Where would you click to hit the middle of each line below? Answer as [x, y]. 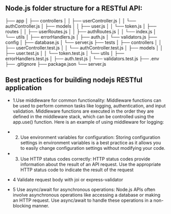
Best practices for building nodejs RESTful [74, 80]
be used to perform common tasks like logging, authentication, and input [89, 105]
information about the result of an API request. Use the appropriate [91, 164]
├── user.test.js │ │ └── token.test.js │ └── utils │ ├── [65, 53]
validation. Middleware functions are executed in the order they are [83, 111]
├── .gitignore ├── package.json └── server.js [56, 64]
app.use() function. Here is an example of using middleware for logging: [88, 122]
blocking [22, 205]
